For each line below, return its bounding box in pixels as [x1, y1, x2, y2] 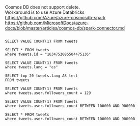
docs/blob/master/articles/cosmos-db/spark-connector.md [5, 25, 125, 31]
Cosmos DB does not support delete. [5, 4, 80, 10]
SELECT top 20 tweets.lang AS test [5, 73, 78, 78]
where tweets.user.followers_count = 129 [5, 91, 91, 95]
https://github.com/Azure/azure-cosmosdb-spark [5, 15, 106, 20]
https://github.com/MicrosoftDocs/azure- [5, 20, 89, 26]
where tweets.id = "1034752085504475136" [5, 52, 91, 57]
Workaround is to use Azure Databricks [5, 9, 84, 15]
